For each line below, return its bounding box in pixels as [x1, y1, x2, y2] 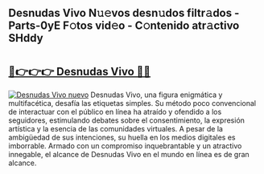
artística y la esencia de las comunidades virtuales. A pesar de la [8, 124, 224, 133]
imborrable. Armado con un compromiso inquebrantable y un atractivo [8, 141, 242, 151]
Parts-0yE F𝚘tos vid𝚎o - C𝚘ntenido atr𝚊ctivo [8, 19, 240, 33]
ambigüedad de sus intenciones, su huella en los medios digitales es [8, 132, 236, 142]
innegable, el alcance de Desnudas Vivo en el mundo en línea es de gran [8, 150, 250, 159]
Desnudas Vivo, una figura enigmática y [90, 90, 223, 99]
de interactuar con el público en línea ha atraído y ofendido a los [8, 107, 222, 116]
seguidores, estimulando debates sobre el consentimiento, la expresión [8, 115, 245, 125]
